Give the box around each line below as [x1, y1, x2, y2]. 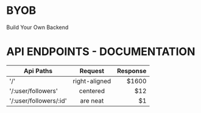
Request [79, 66, 105, 75]
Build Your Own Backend [6, 24, 69, 31]
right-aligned [72, 77, 111, 85]
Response [116, 66, 147, 75]
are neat [80, 96, 104, 105]
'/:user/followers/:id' [9, 96, 67, 105]
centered [79, 86, 105, 95]
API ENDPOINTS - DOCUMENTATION [6, 45, 196, 59]
